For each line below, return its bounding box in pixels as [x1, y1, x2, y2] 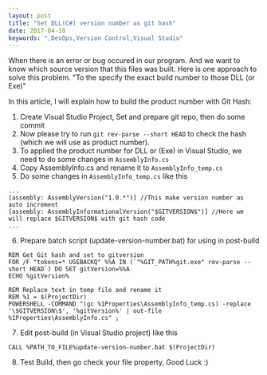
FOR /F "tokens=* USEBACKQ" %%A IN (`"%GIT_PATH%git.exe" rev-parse [8, 259, 241, 266]
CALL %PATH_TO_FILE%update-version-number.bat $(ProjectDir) [8, 344, 216, 352]
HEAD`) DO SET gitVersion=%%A [29, 265, 130, 274]
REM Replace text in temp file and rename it [8, 286, 162, 294]
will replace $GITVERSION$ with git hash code [8, 215, 166, 223]
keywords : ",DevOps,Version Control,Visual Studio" [8, 34, 183, 42]
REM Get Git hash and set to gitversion [8, 251, 145, 259]
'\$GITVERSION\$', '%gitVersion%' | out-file [8, 307, 162, 315]
